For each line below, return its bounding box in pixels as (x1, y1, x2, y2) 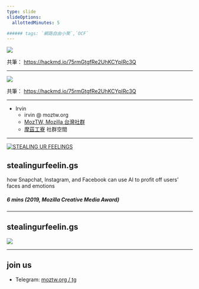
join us (6, 260, 32, 270)
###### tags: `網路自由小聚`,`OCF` (6, 30, 89, 36)
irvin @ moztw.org (24, 111, 68, 118)
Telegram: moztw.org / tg (15, 276, 77, 283)
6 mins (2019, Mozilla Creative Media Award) (6, 196, 120, 203)
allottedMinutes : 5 (12, 20, 60, 25)
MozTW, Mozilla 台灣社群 (24, 118, 85, 126)
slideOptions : (6, 14, 42, 20)
